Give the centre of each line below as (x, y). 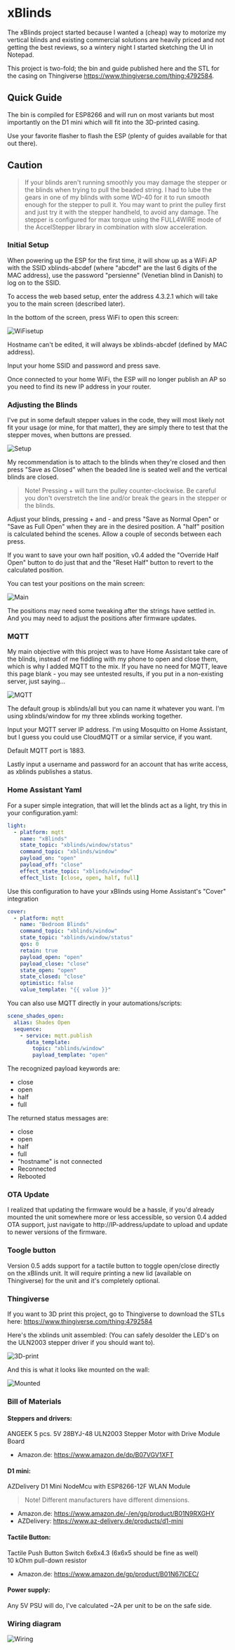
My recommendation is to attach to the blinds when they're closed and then (116, 462)
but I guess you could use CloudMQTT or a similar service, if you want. (110, 737)
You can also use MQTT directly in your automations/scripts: (95, 1003)
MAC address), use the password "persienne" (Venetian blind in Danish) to (115, 275)
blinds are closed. (33, 477)
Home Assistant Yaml (45, 790)
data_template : (48, 1042)
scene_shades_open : (36, 1016)
